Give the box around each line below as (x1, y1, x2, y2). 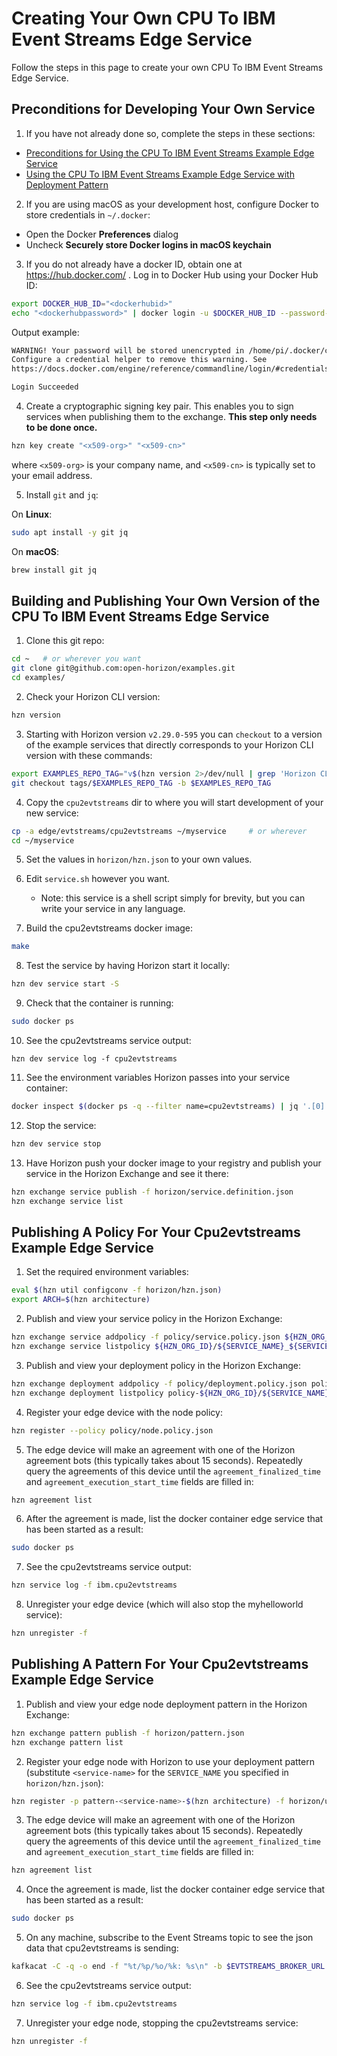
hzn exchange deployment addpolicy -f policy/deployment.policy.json (11, 1378, 308, 1389)
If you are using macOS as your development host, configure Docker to (25, 198, 319, 210)
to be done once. (25, 422, 98, 433)
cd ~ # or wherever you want (11, 654, 142, 664)
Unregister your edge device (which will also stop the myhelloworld (25, 1598, 304, 1611)
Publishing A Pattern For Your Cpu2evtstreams (11, 1656, 309, 1673)
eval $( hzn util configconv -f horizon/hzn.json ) (11, 1285, 223, 1296)
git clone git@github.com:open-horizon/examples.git (11, 663, 236, 674)
